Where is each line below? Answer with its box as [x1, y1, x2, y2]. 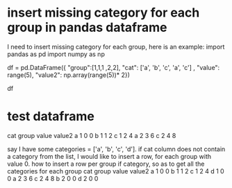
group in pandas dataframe [7, 19, 167, 35]
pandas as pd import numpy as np [7, 50, 106, 58]
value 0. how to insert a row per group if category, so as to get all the [7, 160, 205, 168]
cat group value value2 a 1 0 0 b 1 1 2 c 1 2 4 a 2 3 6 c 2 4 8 [7, 131, 176, 139]
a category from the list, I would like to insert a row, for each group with [7, 152, 212, 160]
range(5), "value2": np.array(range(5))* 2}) [7, 71, 131, 79]
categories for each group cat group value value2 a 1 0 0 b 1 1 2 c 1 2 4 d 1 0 [7, 166, 224, 175]
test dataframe [7, 109, 95, 124]
